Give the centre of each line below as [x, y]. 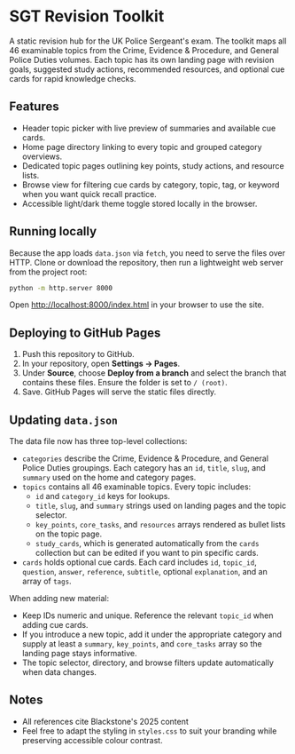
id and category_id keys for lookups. [103, 496]
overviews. [42, 156]
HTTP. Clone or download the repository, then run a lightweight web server [146, 262]
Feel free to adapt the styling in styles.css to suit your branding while [149, 731]
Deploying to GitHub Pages [85, 333]
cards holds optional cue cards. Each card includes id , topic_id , [139, 562]
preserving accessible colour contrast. [92, 740]
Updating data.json [63, 420]
